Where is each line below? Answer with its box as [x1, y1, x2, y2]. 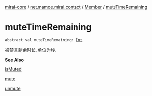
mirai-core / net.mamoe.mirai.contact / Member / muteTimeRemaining [5, 4, 147, 10]
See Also [5, 57, 24, 63]
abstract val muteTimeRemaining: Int [5, 37, 83, 42]
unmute [5, 85, 21, 91]
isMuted [5, 66, 22, 72]
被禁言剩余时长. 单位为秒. [5, 47, 57, 53]
